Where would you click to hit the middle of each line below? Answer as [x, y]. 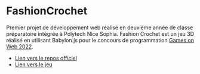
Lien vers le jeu [33, 64]
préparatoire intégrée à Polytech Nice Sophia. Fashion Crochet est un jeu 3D [100, 33]
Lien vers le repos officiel [46, 58]
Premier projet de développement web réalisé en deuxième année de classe [100, 27]
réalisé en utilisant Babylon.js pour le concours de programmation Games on [100, 40]
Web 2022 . [20, 47]
